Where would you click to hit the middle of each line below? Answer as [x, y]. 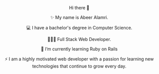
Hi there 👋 [79, 8]
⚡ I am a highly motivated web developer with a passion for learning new [79, 59]
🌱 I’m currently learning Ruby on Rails [79, 49]
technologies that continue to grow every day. [79, 66]
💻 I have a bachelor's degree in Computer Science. [79, 28]
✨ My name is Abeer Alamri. [79, 17]
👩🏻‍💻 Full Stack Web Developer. [79, 39]
